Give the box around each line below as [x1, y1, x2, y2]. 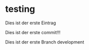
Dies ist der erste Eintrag [5, 20, 56, 26]
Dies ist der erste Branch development [5, 39, 84, 45]
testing [5, 3, 35, 15]
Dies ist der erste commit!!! [5, 29, 61, 35]
